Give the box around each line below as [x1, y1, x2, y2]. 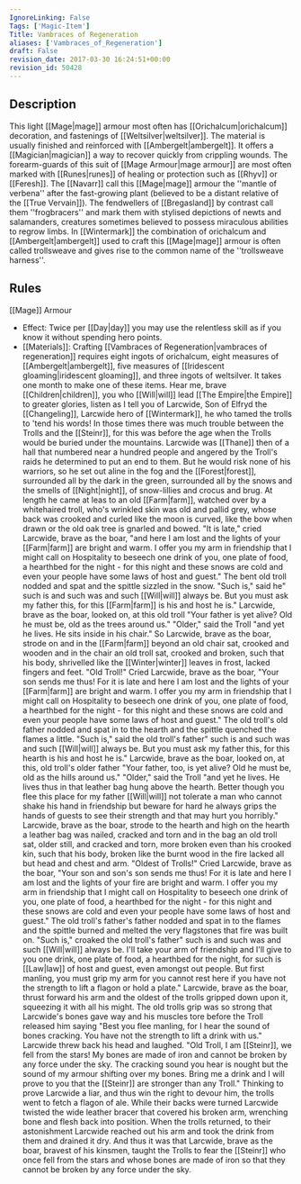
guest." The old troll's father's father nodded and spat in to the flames [22, 915, 281, 926]
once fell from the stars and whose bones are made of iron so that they [22, 1154, 286, 1165]
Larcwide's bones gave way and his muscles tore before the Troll [22, 1010, 263, 1022]
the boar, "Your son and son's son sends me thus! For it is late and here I [22, 867, 292, 878]
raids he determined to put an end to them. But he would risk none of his [22, 456, 291, 466]
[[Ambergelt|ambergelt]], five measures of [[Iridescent [22, 360, 225, 371]
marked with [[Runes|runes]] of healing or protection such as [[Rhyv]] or [9, 168, 279, 179]
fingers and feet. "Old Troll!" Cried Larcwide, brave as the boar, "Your [22, 666, 279, 677]
